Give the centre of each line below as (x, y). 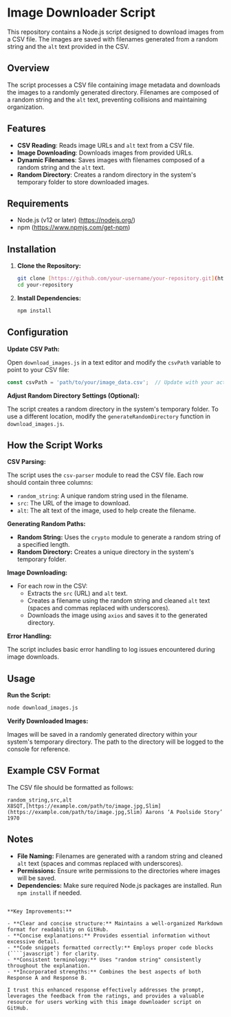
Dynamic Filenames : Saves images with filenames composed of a (111, 159)
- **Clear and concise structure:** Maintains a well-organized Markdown (115, 923)
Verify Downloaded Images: (48, 721)
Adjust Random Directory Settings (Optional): (73, 396)
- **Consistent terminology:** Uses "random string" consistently (104, 960)
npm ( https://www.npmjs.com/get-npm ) (74, 227)
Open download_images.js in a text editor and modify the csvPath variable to (114, 362)
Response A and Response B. (47, 978)
